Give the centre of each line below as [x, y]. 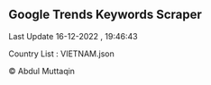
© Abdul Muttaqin [42, 71]
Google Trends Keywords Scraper [105, 15]
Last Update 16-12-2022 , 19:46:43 [73, 36]
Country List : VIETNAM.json [61, 54]
